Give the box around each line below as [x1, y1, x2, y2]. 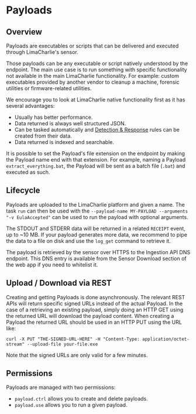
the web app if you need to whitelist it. [6, 261, 98, 268]
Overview [6, 27, 43, 37]
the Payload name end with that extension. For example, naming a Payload [6, 156, 186, 163]
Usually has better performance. [14, 114, 93, 121]
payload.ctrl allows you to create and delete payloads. [14, 395, 148, 402]
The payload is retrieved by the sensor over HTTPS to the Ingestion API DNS [6, 248, 191, 255]
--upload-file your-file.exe [27, 341, 98, 347]
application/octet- [142, 336, 190, 342]
